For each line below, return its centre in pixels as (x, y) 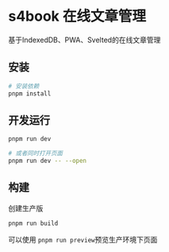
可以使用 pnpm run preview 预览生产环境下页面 (83, 239)
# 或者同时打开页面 (36, 153)
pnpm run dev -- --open (48, 161)
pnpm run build (33, 223)
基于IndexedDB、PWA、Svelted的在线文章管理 (84, 40)
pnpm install (30, 93)
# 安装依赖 (24, 86)
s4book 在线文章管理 (77, 16)
